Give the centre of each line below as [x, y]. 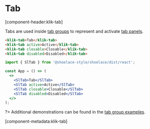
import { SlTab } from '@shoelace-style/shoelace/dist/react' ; [70, 63]
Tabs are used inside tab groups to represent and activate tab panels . [74, 31]
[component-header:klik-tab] [34, 22]
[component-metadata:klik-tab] [36, 121]
